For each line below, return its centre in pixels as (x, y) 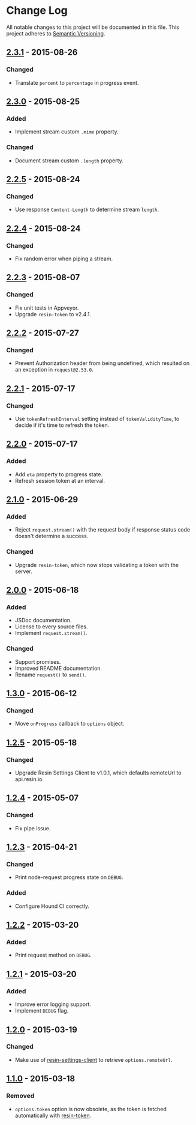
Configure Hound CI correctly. (52, 906)
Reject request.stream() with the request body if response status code (102, 530)
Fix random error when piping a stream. (64, 259)
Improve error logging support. (53, 1004)
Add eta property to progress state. (59, 474)
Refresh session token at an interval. (60, 480)
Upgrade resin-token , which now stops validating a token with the (97, 565)
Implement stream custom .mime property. (67, 132)
